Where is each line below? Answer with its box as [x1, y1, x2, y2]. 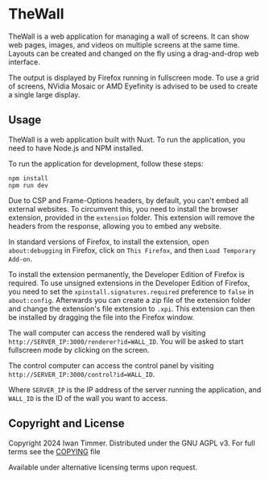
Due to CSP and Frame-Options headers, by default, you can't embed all [8, 195, 249, 205]
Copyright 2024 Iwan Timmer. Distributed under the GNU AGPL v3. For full [8, 438, 255, 448]
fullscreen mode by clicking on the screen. [8, 345, 150, 354]
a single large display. [8, 89, 81, 99]
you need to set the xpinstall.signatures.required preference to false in [8, 287, 255, 296]
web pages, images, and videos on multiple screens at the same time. [8, 39, 240, 49]
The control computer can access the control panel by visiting [8, 360, 214, 370]
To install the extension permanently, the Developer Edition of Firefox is [8, 269, 245, 279]
